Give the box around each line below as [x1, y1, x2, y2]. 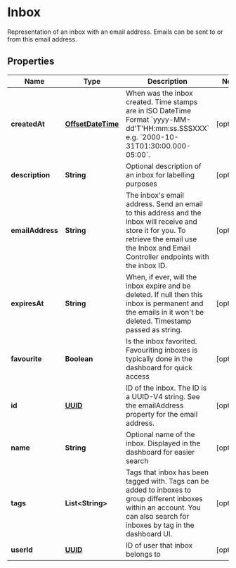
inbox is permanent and [125, 298, 204, 308]
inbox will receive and [125, 216, 198, 226]
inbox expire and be [125, 281, 191, 291]
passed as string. [125, 324, 183, 334]
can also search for [125, 511, 190, 521]
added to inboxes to [125, 485, 192, 495]
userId [11, 545, 33, 555]
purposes [125, 179, 158, 189]
